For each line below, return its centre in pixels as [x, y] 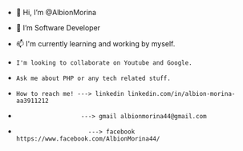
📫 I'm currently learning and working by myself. [95, 44]
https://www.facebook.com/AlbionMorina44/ [88, 139]
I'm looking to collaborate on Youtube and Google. [104, 63]
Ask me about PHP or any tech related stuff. [93, 78]
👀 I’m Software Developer [58, 28]
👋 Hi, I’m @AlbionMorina [56, 12]
